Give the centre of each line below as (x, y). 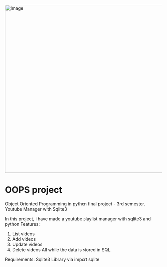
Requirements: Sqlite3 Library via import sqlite (52, 259)
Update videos (27, 244)
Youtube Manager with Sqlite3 (36, 209)
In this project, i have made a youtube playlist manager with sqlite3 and (78, 219)
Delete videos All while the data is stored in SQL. (62, 249)
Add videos (24, 239)
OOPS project (34, 190)
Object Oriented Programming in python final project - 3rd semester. (75, 204)
